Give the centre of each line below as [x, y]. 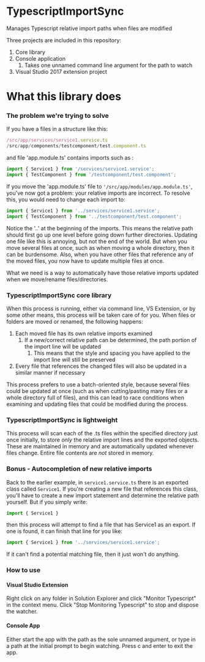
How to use [24, 570]
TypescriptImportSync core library [59, 295]
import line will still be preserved [74, 359]
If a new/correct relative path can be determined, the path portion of [110, 340]
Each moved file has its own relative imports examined [84, 333]
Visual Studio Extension [37, 585]
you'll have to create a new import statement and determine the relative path [103, 495]
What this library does [64, 97]
